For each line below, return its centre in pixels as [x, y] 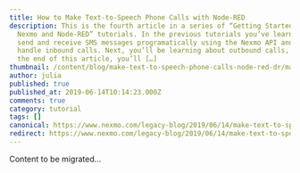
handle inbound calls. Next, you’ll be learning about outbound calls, [154, 51]
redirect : [28, 134]
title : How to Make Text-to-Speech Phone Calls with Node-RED [127, 17]
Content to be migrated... [55, 159]
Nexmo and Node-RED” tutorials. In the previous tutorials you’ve [143, 34]
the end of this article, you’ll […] [87, 59]
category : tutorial [46, 109]
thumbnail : [29, 68]
